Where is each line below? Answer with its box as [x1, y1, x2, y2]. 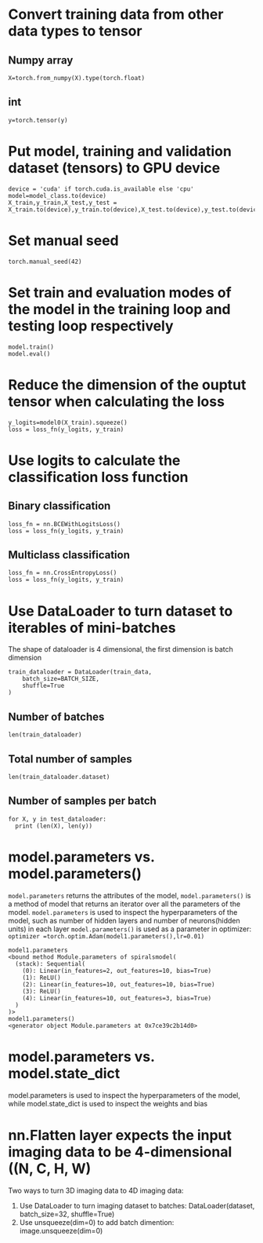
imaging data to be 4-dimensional [8, 1142, 232, 1161]
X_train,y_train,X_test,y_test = [8, 199, 117, 207]
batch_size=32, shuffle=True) [19, 1209, 115, 1219]
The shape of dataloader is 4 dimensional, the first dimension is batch [8, 645, 233, 654]
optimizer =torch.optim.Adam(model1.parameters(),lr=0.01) [8, 932, 205, 940]
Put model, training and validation [8, 143, 232, 160]
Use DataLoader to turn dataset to [8, 602, 233, 620]
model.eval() [8, 349, 51, 358]
